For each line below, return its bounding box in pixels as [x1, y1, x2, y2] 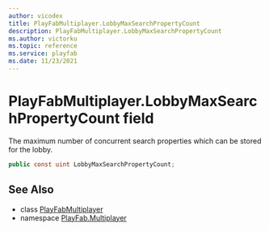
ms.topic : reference [8, 42, 78, 50]
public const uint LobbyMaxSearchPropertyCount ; [8, 160, 175, 169]
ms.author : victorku [8, 34, 78, 43]
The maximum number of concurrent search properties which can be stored [8, 135, 262, 146]
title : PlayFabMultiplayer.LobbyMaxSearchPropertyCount [8, 19, 200, 28]
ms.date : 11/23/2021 [8, 58, 78, 66]
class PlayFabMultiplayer [19, 204, 103, 214]
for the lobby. [8, 144, 53, 154]
